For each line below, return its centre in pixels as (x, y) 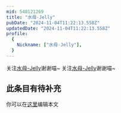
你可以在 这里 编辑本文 (32, 104)
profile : (17, 34)
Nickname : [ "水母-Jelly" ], (49, 45)
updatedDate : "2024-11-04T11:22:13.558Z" (58, 28)
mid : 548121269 (25, 12)
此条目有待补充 (34, 89)
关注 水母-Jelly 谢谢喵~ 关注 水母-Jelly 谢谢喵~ (61, 68)
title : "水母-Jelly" (31, 17)
